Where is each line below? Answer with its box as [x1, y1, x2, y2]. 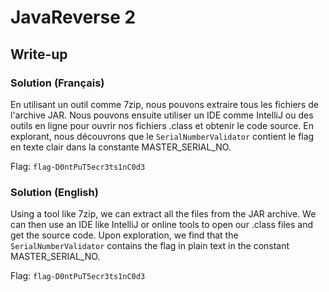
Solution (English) [10, 185, 99, 199]
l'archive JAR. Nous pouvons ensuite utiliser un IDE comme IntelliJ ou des [10, 109, 314, 121]
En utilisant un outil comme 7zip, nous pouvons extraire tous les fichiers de [10, 98, 319, 110]
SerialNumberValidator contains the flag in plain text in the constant [10, 240, 290, 252]
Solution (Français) [10, 76, 105, 90]
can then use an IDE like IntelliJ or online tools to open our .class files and [10, 219, 313, 231]
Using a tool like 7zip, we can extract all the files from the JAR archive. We [10, 208, 317, 220]
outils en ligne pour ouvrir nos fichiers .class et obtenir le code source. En [10, 119, 315, 131]
